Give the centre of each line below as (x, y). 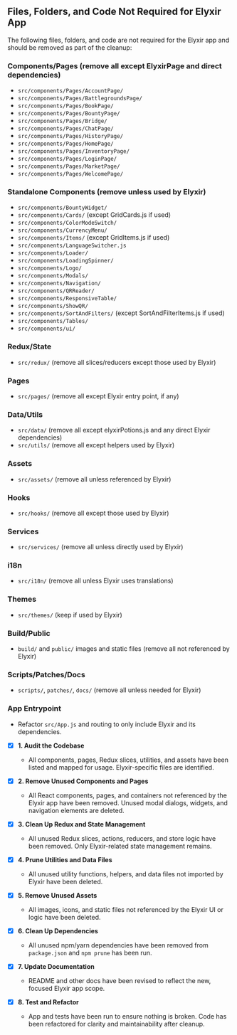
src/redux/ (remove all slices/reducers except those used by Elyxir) (117, 362)
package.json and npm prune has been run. (90, 953)
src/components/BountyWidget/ (63, 208)
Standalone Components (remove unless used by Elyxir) (107, 192)
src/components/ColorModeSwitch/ (67, 223)
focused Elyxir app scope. (67, 989)
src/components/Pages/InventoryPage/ (74, 152)
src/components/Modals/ (53, 276)
